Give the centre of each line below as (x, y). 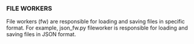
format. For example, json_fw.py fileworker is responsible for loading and (97, 28)
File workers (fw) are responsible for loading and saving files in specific (95, 22)
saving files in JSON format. (41, 34)
